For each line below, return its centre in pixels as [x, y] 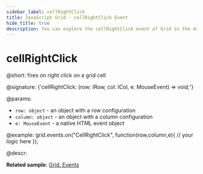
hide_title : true [28, 23]
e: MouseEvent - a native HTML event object [70, 123]
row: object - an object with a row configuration [75, 111]
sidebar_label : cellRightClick [46, 12]
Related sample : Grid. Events [43, 165]
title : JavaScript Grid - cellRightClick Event [67, 18]
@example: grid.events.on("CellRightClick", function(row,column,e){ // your [100, 135]
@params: [19, 99]
